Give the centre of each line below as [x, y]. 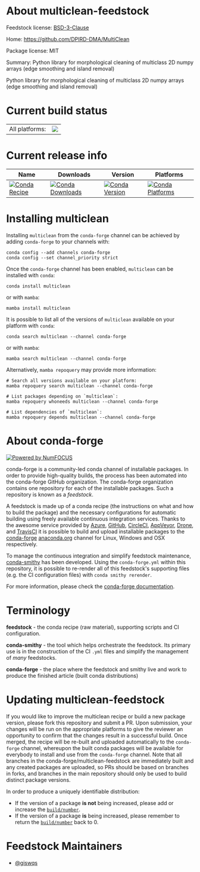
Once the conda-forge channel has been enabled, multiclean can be [90, 269]
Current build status [57, 111]
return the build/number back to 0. [57, 822]
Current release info [57, 156]
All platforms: [28, 128]
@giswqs [26, 862]
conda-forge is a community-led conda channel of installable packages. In [97, 469]
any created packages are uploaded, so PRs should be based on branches [98, 767]
